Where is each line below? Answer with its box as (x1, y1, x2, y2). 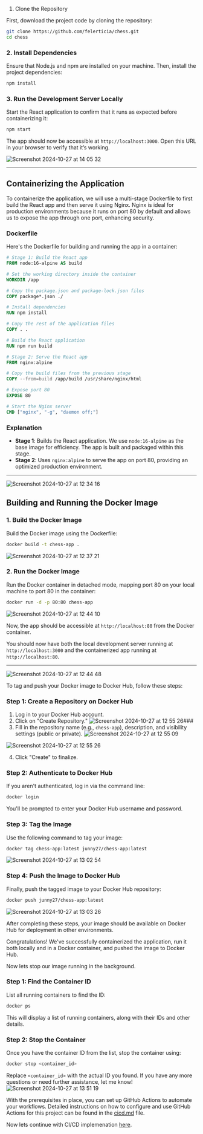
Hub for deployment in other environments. (6, 926, 114, 933)
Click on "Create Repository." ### (14, 717, 194, 725)
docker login (6, 794, 39, 800)
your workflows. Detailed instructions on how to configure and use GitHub (6, 1103, 191, 1110)
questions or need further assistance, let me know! (6, 1078, 133, 1085)
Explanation (6, 423, 42, 432)
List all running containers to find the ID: (6, 991, 106, 999)
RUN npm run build (6, 343, 53, 349)
